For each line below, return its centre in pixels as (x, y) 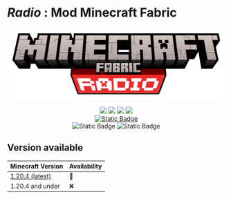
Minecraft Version (37, 167)
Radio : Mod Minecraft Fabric (92, 13)
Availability (85, 167)
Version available (45, 148)
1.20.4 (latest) (31, 176)
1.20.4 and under (35, 186)
